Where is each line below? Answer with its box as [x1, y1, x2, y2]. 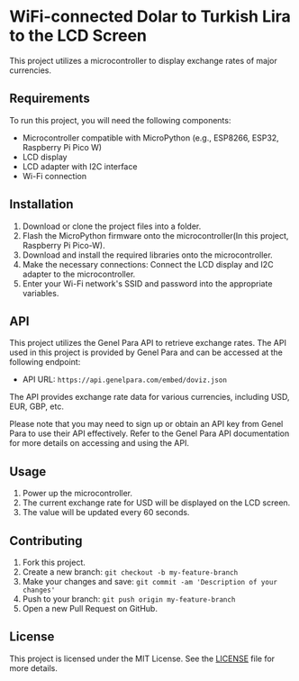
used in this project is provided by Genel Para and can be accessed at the [9, 347, 284, 358]
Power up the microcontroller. [22, 488, 133, 499]
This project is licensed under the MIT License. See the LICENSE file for [9, 653, 276, 664]
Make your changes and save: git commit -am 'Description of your [22, 577, 277, 586]
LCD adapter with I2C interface [22, 160, 138, 172]
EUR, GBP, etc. [9, 401, 65, 412]
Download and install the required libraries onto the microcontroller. [22, 250, 273, 260]
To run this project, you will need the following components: [9, 114, 231, 125]
